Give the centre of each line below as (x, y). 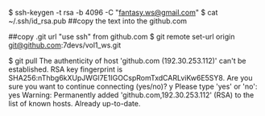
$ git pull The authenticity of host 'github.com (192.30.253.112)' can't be (127, 61)
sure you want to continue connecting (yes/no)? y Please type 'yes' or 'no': (133, 86)
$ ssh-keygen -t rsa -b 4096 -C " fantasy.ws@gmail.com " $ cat (113, 12)
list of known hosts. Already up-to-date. (75, 104)
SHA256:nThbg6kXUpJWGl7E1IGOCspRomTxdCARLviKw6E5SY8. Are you (130, 78)
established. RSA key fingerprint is (66, 69)
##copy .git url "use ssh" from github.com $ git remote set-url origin (122, 37)
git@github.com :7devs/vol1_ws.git (65, 45)
